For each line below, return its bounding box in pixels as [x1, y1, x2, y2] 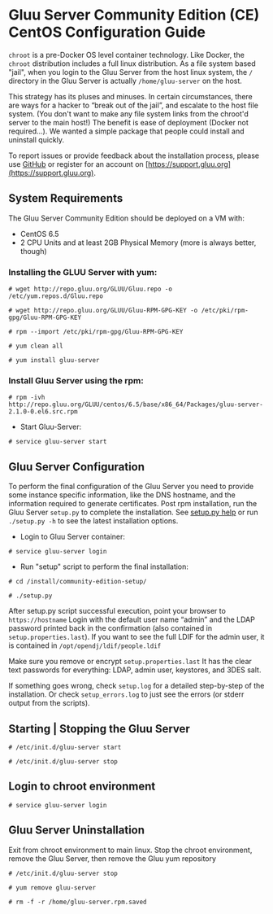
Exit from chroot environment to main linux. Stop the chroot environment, [8, 845, 253, 855]
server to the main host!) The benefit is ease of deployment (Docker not [8, 117, 249, 127]
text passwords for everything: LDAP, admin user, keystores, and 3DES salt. [8, 665, 262, 675]
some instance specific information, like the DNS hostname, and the [8, 490, 236, 500]
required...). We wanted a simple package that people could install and [8, 126, 245, 136]
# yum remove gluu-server [8, 883, 96, 892]
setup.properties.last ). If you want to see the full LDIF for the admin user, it [8, 632, 265, 642]
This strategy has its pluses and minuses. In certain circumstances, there [8, 91, 253, 101]
